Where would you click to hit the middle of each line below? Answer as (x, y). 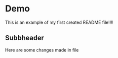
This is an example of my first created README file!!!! (59, 22)
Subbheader (25, 38)
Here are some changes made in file (42, 50)
